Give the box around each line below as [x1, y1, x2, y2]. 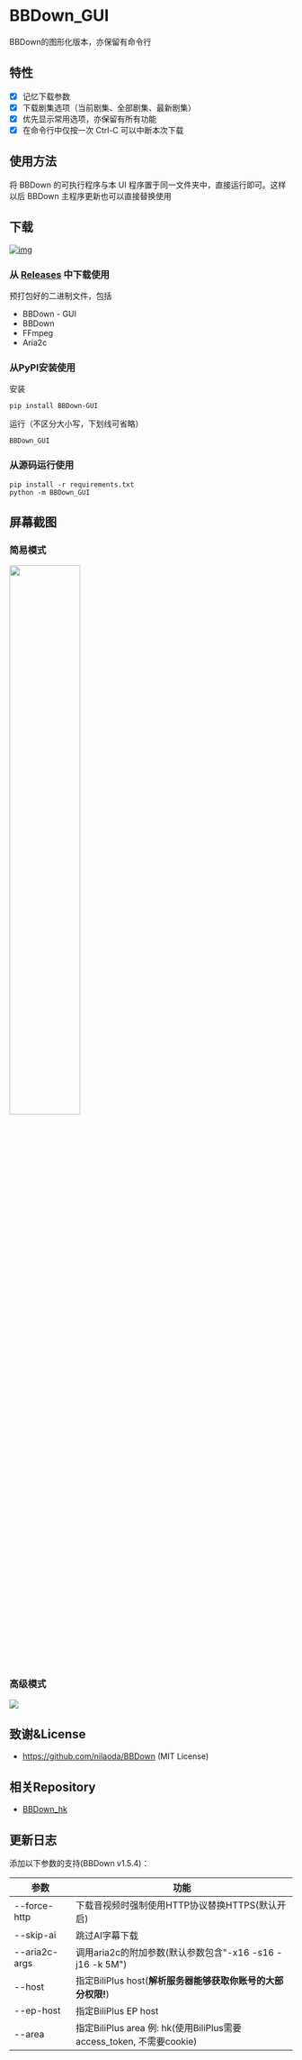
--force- [13, 1899, 54, 1911]
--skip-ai [13, 1928, 57, 1941]
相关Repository [9, 1779, 96, 1794]
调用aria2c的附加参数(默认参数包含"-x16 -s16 [75, 1946, 274, 1958]
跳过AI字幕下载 [75, 1929, 139, 1942]
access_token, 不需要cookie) [75, 2035, 198, 2047]
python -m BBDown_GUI [9, 488, 91, 497]
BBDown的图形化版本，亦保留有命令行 [9, 36, 152, 47]
